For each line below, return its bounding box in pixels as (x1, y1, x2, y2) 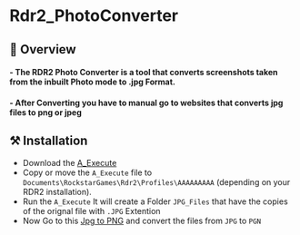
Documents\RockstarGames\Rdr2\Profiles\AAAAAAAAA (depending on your (22, 176, 291, 187)
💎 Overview (9, 42, 76, 57)
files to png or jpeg (9, 106, 82, 118)
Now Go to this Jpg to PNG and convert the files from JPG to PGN (22, 215, 262, 226)
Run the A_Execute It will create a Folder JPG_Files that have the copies (22, 196, 288, 207)
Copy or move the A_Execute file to (22, 167, 153, 178)
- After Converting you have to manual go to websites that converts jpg (9, 97, 284, 108)
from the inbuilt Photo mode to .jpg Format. (9, 76, 175, 87)
